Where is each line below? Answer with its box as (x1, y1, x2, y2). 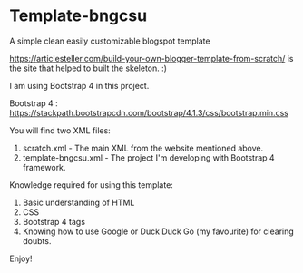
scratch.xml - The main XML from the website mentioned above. (22, 142, 264, 153)
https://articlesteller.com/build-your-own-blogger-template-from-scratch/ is (9, 53, 294, 63)
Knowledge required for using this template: (9, 179, 174, 190)
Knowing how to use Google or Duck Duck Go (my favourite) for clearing (22, 226, 295, 237)
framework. (22, 161, 66, 172)
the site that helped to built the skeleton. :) (9, 63, 168, 73)
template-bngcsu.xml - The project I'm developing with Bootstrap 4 (22, 151, 275, 163)
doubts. (22, 235, 52, 246)
